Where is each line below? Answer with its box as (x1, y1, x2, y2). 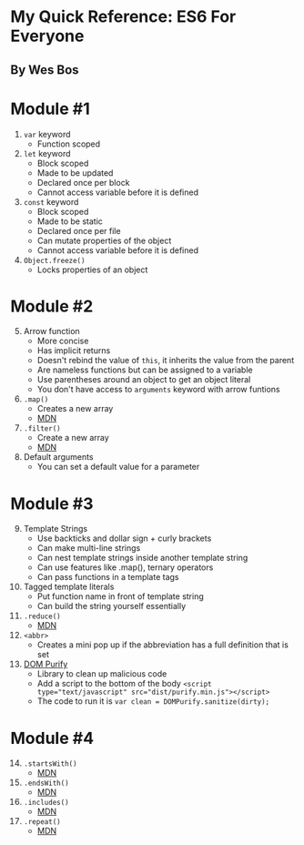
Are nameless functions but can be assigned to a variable (36, 364, 253, 375)
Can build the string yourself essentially (36, 601, 187, 612)
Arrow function (23, 326, 80, 337)
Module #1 (10, 98, 90, 119)
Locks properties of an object (36, 264, 148, 275)
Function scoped (36, 138, 101, 149)
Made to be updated (36, 167, 114, 178)
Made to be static (36, 216, 104, 227)
